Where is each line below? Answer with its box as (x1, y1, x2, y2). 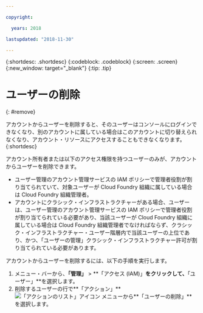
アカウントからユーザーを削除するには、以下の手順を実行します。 (5, 257, 171, 264)
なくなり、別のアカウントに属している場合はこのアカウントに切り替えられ (10, 128, 198, 136)
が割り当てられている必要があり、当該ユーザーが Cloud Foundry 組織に (14, 214, 193, 221)
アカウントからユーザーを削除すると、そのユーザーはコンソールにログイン (5, 121, 192, 128)
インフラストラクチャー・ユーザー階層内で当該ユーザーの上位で (25, 229, 185, 236)
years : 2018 (11, 25, 42, 31)
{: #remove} (5, 108, 36, 115)
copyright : (5, 14, 33, 20)
